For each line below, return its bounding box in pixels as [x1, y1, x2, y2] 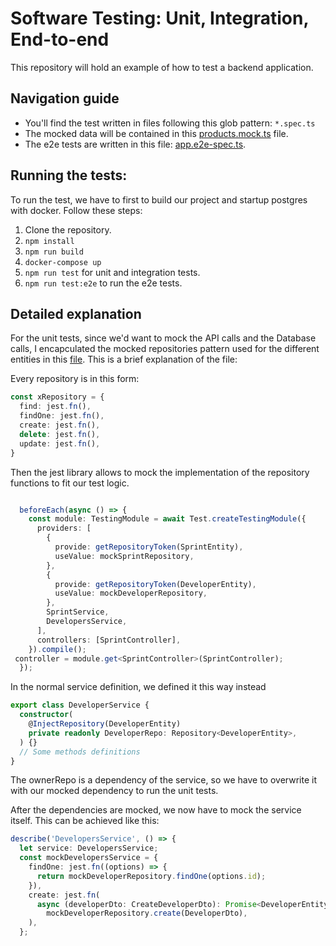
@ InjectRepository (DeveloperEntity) [28, 719, 182, 729]
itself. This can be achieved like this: [10, 815, 160, 827]
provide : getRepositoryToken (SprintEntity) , [54, 542, 244, 552]
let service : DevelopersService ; [19, 843, 159, 854]
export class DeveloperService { [10, 700, 150, 711]
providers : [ [36, 523, 92, 534]
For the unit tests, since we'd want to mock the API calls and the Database [10, 332, 317, 344]
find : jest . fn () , [19, 402, 92, 412]
